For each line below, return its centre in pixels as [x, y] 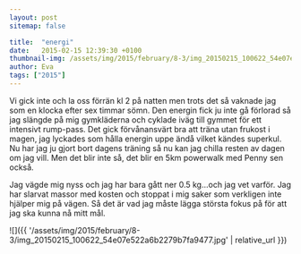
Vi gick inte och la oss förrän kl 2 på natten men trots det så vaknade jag [143, 100]
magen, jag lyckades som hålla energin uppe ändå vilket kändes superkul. [146, 139]
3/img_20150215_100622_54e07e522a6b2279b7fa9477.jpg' [119, 240]
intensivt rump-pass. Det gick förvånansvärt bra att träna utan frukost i [140, 129]
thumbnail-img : [38, 59]
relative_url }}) [261, 240]
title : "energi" [42, 42]
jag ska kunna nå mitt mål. [57, 213]
